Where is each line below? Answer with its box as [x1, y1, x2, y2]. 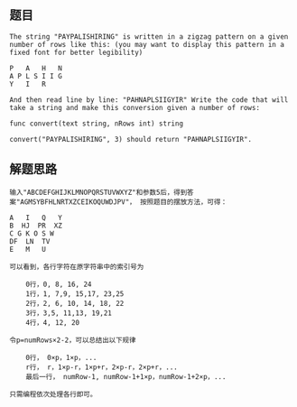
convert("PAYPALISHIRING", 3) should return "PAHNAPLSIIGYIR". [9, 134, 253, 143]
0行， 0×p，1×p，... [25, 353, 97, 362]
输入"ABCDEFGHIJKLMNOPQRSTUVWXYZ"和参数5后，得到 [9, 188, 188, 197]
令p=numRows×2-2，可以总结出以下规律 [9, 336, 136, 345]
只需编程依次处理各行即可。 [9, 390, 97, 399]
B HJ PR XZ [9, 221, 63, 230]
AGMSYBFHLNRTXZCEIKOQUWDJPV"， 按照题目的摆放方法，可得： [20, 197, 227, 207]
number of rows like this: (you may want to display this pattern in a [9, 40, 284, 49]
